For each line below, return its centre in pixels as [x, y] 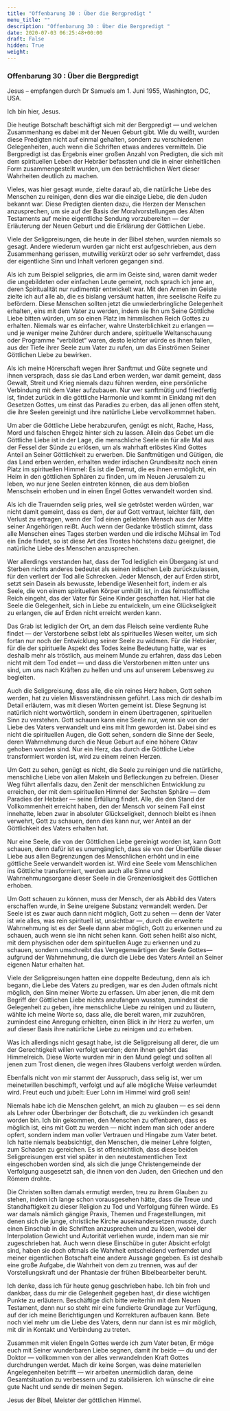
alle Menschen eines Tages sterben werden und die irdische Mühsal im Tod [114, 534]
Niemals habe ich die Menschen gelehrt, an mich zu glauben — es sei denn [114, 1106]
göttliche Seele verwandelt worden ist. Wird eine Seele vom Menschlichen [112, 863]
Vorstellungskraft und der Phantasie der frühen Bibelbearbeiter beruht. [107, 1273]
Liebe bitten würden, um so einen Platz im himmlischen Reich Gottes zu [108, 319]
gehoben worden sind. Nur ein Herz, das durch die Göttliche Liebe [101, 749]
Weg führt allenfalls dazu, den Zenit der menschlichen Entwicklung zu [106, 784]
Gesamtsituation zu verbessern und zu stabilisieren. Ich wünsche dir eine [111, 1379]
